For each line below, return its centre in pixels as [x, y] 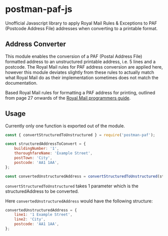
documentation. [21, 83]
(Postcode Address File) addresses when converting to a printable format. [81, 28]
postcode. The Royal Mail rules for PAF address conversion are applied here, [84, 67]
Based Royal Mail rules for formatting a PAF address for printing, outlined [80, 92]
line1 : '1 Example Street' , [43, 215]
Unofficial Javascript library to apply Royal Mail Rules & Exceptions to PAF [81, 23]
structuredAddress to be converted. [42, 191]
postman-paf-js [39, 9]
